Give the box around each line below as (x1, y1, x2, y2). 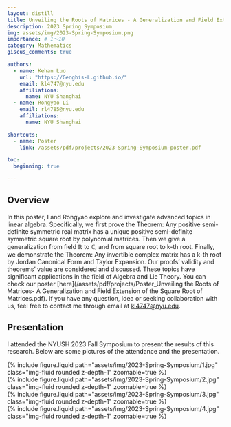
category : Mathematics (7, 42, 72, 49)
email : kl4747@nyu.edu (19, 80, 85, 87)
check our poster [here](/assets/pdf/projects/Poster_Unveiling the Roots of (7, 279, 219, 288)
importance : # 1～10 (7, 36, 65, 43)
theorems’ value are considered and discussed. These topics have (7, 265, 195, 273)
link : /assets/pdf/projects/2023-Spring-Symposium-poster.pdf (19, 144, 201, 151)
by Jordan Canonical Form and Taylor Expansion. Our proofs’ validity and (7, 257, 214, 266)
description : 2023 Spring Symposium (7, 23, 112, 30)
